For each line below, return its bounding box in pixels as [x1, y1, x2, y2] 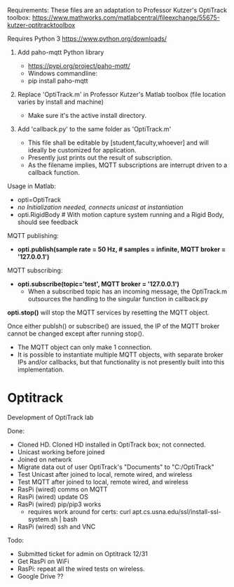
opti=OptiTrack [17, 196, 62, 204]
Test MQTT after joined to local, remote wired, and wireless [17, 477, 189, 486]
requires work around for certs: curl [27, 507, 131, 515]
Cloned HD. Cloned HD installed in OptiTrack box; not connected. [17, 440, 206, 449]
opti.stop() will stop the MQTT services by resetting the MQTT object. [7, 308, 209, 317]
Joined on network [17, 455, 72, 463]
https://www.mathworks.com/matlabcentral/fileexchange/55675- [32, 13, 221, 22]
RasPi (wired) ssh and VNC [17, 522, 96, 531]
